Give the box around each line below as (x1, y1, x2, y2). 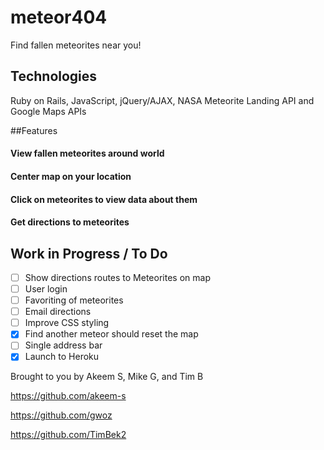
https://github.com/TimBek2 (10, 429, 127, 441)
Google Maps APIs (10, 105, 87, 117)
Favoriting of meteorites (24, 294, 124, 306)
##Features (10, 124, 58, 136)
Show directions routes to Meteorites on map (24, 271, 211, 283)
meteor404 (10, 6, 108, 29)
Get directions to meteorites (10, 216, 130, 228)
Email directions (24, 306, 92, 318)
